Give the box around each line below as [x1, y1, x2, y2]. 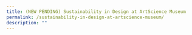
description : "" [6, 20, 47, 26]
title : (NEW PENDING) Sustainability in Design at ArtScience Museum [6, 8, 187, 15]
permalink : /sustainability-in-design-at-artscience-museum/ [6, 14, 165, 20]
